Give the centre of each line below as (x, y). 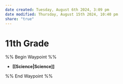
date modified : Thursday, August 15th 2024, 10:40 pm (62, 14)
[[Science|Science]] (33, 67)
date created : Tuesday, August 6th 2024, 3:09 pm (57, 10)
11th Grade (27, 43)
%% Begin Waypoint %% (31, 57)
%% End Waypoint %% (29, 76)
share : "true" (20, 19)
